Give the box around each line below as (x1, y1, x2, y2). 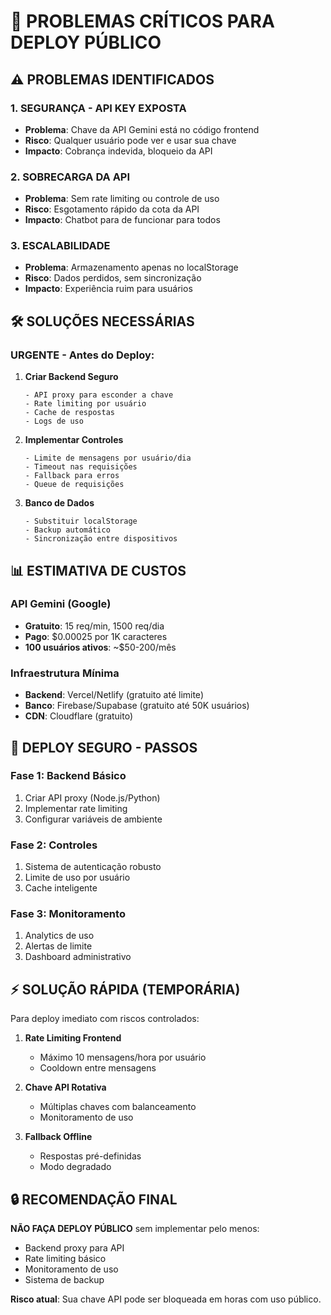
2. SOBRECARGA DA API (10, 170, 131, 184)
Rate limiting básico (24, 1253, 107, 1265)
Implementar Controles (24, 434, 124, 446)
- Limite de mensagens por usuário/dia (24, 453, 192, 464)
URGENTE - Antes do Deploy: (10, 348, 155, 362)
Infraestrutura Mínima (10, 666, 120, 680)
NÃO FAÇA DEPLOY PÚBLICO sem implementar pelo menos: (10, 1223, 260, 1235)
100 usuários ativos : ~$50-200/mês (24, 641, 177, 653)
